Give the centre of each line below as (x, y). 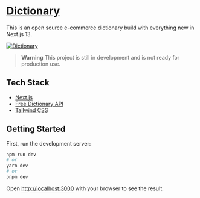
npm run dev (21, 155)
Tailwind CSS (31, 110)
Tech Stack (28, 83)
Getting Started (36, 129)
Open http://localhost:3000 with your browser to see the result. (85, 188)
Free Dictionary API (39, 104)
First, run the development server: (49, 143)
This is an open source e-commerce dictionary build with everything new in (100, 28)
